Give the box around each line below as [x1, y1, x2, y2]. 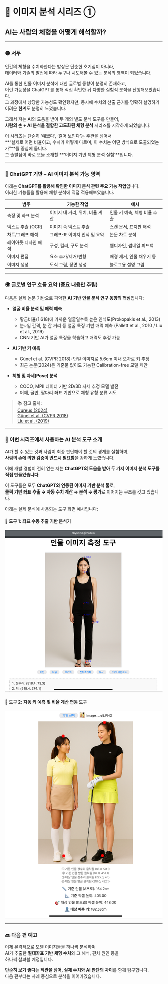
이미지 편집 [7, 253, 29, 260]
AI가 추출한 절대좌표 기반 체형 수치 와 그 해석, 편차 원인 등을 [5, 950, 119, 956]
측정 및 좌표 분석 [7, 213, 39, 219]
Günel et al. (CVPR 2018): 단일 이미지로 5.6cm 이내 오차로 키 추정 [19, 356, 150, 362]
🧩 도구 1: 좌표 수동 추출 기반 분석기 [5, 518, 71, 524]
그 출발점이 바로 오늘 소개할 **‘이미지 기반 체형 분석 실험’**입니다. [5, 152, 133, 158]
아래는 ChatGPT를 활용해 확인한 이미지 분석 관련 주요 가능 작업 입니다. [5, 183, 140, 189]
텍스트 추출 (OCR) [7, 223, 43, 230]
